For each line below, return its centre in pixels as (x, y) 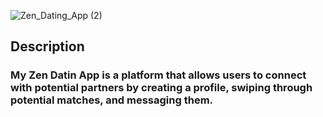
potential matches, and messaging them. (112, 100)
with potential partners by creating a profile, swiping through (161, 88)
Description (47, 46)
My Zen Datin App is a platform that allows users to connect (158, 75)
